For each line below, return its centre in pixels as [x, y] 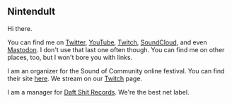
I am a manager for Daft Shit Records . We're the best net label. [98, 92]
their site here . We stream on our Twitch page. [75, 78]
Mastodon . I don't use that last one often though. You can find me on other [116, 49]
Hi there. [20, 28]
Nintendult [31, 12]
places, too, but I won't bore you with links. [70, 57]
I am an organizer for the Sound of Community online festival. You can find [116, 71]
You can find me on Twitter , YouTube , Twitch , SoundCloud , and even [107, 42]
